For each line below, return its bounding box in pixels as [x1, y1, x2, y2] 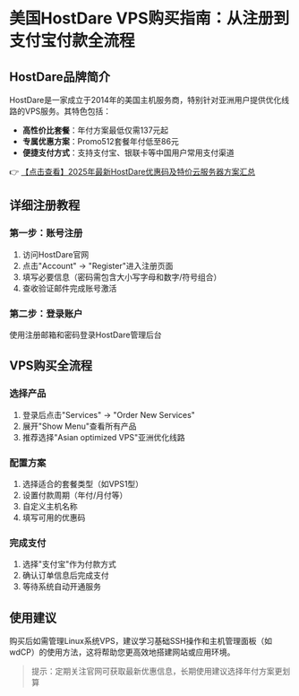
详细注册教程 [9, 198, 81, 213]
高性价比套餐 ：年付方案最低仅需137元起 [21, 125, 169, 135]
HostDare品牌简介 [9, 69, 110, 84]
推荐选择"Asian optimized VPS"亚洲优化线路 [21, 431, 185, 442]
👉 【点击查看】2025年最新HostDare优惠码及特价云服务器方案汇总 [9, 167, 256, 177]
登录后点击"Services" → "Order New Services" [21, 409, 195, 420]
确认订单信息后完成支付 [21, 570, 109, 581]
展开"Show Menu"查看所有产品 [21, 421, 137, 431]
